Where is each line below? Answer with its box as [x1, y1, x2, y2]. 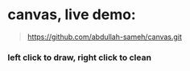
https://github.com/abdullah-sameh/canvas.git [27, 32, 183, 41]
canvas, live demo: [7, 6, 136, 24]
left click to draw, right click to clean [7, 52, 152, 63]
